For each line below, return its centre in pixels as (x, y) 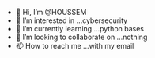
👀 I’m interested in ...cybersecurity (72, 20)
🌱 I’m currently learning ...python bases (80, 29)
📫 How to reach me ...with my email (75, 46)
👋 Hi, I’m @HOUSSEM (51, 12)
